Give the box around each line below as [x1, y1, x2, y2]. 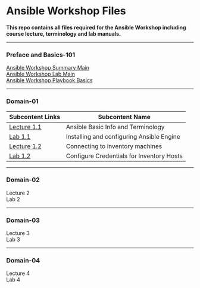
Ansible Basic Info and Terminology [65, 123, 165, 131]
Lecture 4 [6, 270, 30, 277]
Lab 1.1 [9, 132, 31, 140]
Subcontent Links [9, 112, 61, 121]
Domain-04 [6, 256, 40, 265]
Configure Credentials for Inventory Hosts [65, 152, 183, 160]
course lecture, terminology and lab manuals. [6, 30, 121, 37]
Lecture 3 [6, 230, 30, 237]
